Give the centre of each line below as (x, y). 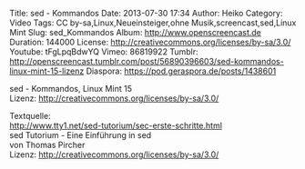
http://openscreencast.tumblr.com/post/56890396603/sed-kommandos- (147, 61)
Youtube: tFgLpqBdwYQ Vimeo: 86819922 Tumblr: (104, 52)
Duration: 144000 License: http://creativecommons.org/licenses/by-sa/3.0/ (150, 42)
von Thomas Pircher (47, 145)
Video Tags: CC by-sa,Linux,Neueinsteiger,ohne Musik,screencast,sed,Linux (153, 23)
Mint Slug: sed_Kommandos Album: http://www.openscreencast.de (136, 32)
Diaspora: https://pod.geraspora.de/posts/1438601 (181, 71)
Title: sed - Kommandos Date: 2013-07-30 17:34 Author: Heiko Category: (147, 13)
